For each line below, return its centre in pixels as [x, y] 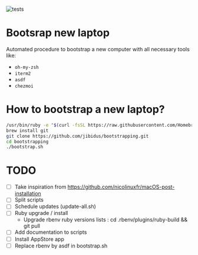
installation [28, 194]
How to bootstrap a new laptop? [85, 110]
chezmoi [24, 86]
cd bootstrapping [27, 141]
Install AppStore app [39, 239]
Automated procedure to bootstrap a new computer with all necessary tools [98, 49]
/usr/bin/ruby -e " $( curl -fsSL [46, 125]
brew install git [27, 130]
